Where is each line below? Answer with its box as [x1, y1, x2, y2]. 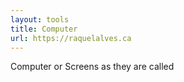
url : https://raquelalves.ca [10, 33, 132, 43]
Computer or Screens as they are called [10, 61, 175, 73]
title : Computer [10, 24, 78, 34]
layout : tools [10, 14, 70, 25]
